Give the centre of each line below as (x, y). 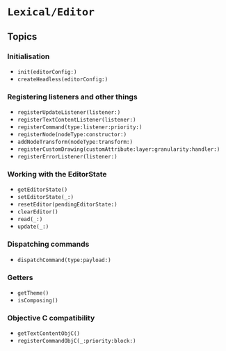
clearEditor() (38, 212)
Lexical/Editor (51, 12)
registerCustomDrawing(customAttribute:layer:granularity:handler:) (119, 149)
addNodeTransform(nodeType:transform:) (75, 142)
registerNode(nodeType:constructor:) (72, 135)
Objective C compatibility (51, 318)
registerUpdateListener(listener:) (69, 113)
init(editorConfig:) (47, 72)
